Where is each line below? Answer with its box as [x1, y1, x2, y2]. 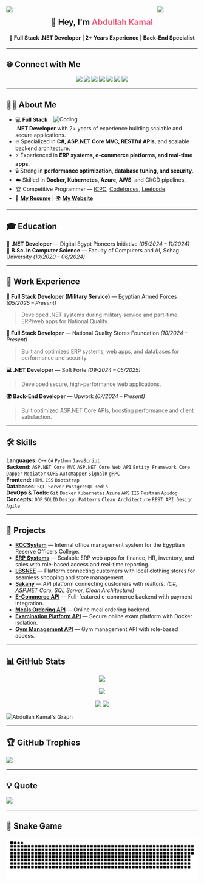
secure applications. [15, 131, 66, 139]
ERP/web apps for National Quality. [21, 317, 109, 325]
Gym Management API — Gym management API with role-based [15, 626, 178, 633]
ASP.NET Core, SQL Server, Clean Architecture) [15, 586, 135, 594]
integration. [15, 600, 44, 607]
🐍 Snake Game [6, 821, 63, 832]
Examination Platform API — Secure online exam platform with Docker [15, 613, 193, 620]
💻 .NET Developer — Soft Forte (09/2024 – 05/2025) [6, 366, 141, 374]
